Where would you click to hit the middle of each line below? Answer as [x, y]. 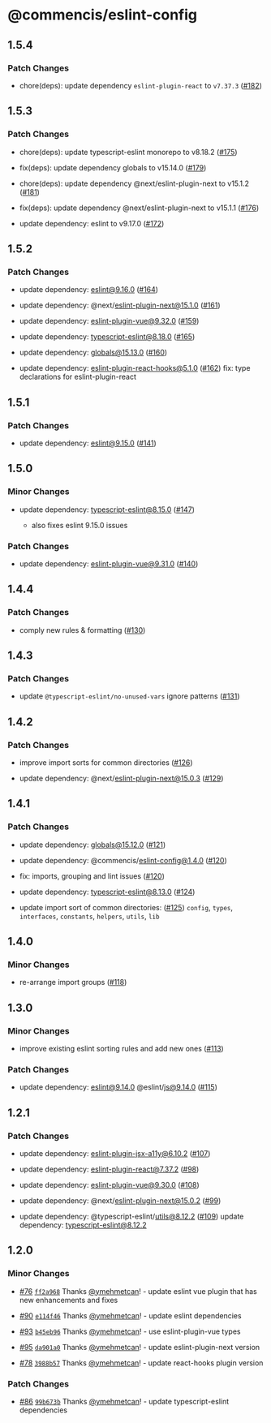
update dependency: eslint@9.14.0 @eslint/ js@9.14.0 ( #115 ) [118, 1087]
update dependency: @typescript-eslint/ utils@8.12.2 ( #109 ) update [131, 1217]
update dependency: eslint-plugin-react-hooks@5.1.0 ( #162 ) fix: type [135, 368]
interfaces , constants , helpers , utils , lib [89, 916]
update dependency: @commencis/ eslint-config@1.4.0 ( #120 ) [123, 860]
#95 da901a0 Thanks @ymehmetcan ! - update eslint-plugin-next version [140, 1347]
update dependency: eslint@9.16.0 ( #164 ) [89, 290]
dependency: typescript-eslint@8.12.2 [83, 1225]
